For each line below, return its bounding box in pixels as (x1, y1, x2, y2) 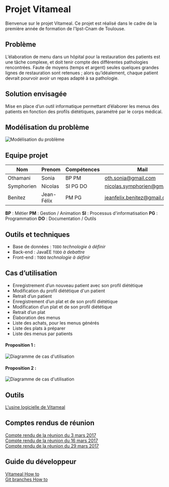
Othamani (8, 175, 31, 182)
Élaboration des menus (12, 314, 60, 320)
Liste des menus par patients (12, 331, 73, 337)
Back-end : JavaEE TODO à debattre (12, 249, 85, 255)
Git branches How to (5, 476, 48, 482)
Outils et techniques (5, 230, 70, 239)
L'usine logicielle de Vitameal (5, 404, 65, 410)
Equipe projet (5, 151, 48, 159)
